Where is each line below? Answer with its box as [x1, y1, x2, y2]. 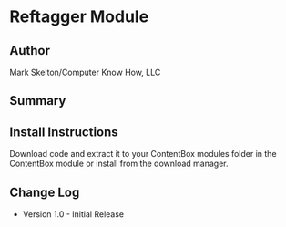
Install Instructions [9, 124, 118, 139]
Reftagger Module [9, 6, 149, 27]
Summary [9, 93, 66, 108]
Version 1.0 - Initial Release [22, 209, 125, 220]
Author [9, 43, 50, 58]
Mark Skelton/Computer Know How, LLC [9, 67, 161, 77]
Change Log [9, 184, 80, 200]
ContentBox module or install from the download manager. [9, 158, 229, 170]
